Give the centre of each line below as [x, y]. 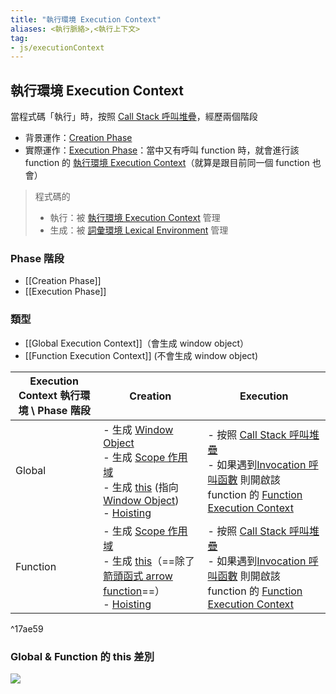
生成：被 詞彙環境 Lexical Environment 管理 [139, 230]
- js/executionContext [57, 47]
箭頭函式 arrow [138, 576]
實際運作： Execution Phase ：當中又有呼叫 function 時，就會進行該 [162, 150]
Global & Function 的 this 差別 [82, 656]
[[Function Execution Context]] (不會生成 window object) [141, 355]
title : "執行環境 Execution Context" [86, 19]
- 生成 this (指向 [141, 487]
